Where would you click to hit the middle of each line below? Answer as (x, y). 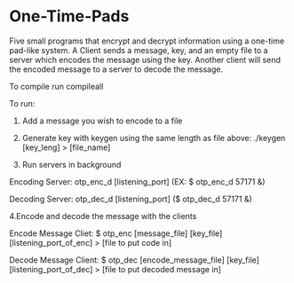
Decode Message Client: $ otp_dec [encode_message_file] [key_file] (135, 260)
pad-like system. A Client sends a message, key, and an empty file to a (139, 50)
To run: (22, 103)
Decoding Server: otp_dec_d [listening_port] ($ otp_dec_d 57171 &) (131, 199)
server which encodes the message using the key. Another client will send (145, 59)
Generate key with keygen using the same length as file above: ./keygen (154, 138)
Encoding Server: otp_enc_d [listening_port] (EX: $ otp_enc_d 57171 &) (137, 181)
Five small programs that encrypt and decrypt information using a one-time (147, 41)
